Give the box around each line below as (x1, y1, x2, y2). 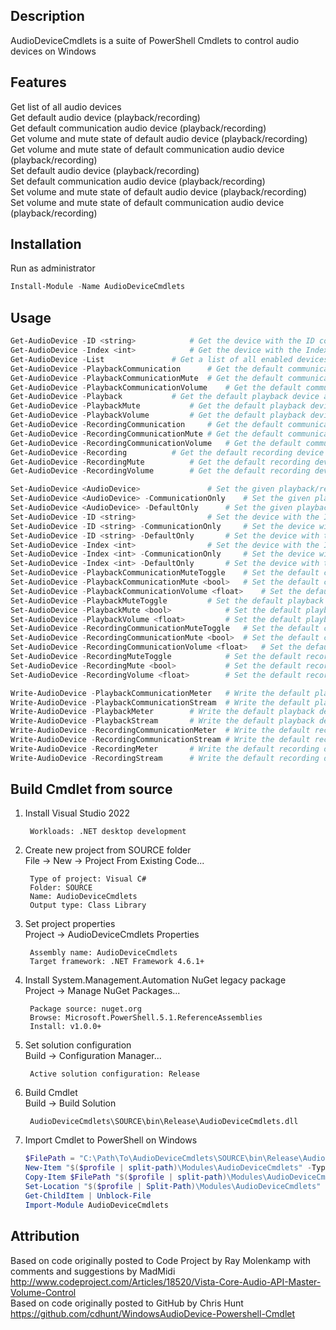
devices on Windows (10, 45, 97, 57)
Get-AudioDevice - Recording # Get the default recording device (10, 447, 325, 458)
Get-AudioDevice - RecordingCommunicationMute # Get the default (10, 429, 284, 439)
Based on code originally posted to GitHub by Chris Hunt (10, 1297, 244, 1309)
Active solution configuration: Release (29, 1069, 201, 1079)
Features (10, 74, 67, 91)
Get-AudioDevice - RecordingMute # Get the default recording (10, 457, 311, 467)
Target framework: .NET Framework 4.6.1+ (29, 957, 205, 967)
